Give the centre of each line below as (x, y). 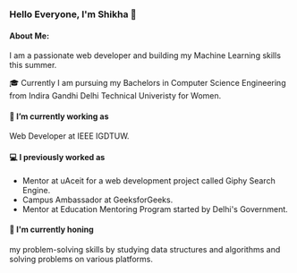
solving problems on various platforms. (81, 259)
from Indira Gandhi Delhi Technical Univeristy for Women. (115, 96)
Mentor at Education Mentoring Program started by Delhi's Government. (155, 209)
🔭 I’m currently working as (59, 116)
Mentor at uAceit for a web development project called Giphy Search (148, 180)
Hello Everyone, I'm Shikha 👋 (73, 14)
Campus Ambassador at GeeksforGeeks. (98, 200)
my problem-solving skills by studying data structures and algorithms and (145, 249)
